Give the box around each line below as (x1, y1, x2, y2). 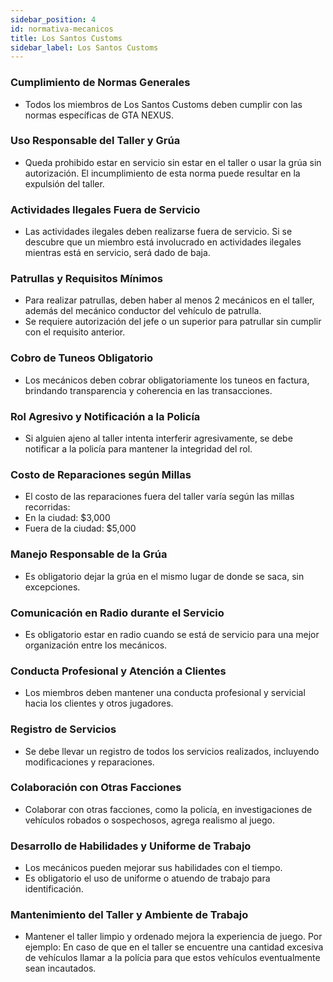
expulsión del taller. (24, 177, 105, 190)
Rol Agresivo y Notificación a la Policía (10, 409, 201, 423)
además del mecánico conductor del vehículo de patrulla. (24, 305, 262, 317)
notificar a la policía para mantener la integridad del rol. (24, 443, 253, 455)
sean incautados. (24, 962, 97, 975)
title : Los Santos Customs (10, 33, 123, 43)
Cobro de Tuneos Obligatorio (10, 351, 154, 365)
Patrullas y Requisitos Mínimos (10, 272, 163, 286)
